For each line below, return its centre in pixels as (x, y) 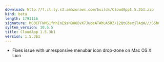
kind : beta (16, 14)
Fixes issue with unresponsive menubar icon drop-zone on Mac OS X (82, 50)
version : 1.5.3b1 (23, 37)
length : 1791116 (21, 18)
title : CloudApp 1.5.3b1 (30, 32)
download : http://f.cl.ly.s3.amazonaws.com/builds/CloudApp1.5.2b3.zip (79, 9)
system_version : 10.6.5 (29, 28)
